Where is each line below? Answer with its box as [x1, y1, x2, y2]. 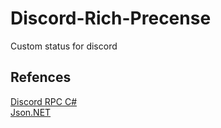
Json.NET [10, 106, 52, 118]
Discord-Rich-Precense [10, 7, 212, 30]
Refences [10, 69, 72, 86]
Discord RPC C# [10, 95, 78, 107]
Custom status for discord [10, 40, 118, 52]
